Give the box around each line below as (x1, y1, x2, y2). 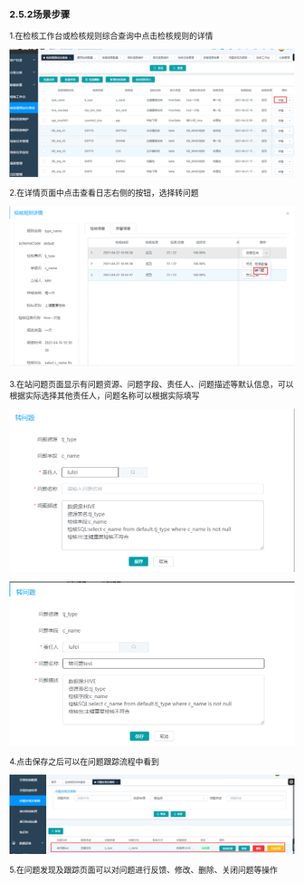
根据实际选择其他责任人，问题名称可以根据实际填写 (9, 390, 200, 401)
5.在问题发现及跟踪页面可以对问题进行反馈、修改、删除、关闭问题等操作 (9, 864, 278, 876)
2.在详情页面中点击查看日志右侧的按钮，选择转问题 (9, 187, 199, 198)
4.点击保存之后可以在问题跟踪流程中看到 (9, 755, 160, 767)
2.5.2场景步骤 (9, 7, 71, 20)
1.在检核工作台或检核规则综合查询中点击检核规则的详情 (9, 30, 214, 42)
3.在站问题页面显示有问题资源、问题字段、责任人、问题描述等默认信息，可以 (9, 378, 294, 389)
